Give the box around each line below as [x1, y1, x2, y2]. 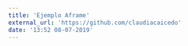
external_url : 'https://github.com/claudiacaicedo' [8, 19, 182, 27]
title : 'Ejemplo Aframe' [8, 11, 90, 19]
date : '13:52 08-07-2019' [8, 26, 93, 34]
